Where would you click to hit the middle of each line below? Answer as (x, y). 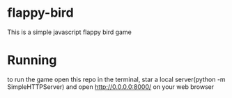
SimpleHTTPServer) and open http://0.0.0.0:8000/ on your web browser (111, 87)
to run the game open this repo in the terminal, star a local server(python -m (116, 79)
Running (32, 60)
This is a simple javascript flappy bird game (70, 32)
